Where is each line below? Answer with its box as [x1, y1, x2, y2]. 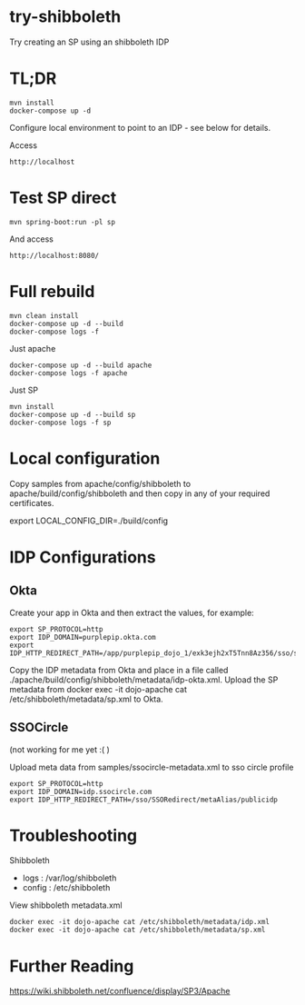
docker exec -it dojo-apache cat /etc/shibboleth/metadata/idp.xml [9, 918, 271, 927]
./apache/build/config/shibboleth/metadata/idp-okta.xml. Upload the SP [9, 674, 279, 685]
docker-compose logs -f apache [9, 368, 128, 378]
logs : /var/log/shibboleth [22, 872, 117, 883]
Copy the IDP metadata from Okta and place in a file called [9, 664, 229, 675]
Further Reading [9, 956, 134, 976]
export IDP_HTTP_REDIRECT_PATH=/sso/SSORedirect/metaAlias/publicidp [9, 795, 279, 804]
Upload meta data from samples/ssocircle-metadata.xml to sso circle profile [9, 761, 294, 772]
